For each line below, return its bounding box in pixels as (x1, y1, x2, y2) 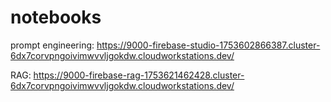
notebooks (10, 6, 102, 29)
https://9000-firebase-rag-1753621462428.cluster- (33, 69, 245, 81)
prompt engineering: (10, 39, 95, 51)
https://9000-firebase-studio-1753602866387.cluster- (96, 39, 321, 51)
